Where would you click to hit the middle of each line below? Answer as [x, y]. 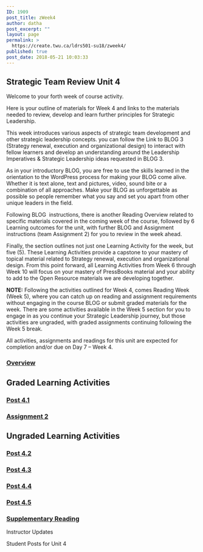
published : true [27, 52]
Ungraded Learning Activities [63, 436]
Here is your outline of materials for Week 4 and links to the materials [93, 108]
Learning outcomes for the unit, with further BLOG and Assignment [90, 228]
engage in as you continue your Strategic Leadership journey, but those [96, 316]
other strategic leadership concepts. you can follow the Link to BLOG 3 [95, 139]
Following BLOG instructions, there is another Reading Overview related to [100, 215]
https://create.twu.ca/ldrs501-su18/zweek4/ [69, 46]
